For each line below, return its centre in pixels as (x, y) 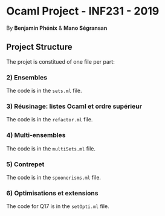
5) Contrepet (25, 164)
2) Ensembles (27, 77)
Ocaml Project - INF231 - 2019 (83, 11)
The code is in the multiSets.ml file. (51, 148)
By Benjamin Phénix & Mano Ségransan (57, 28)
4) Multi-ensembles (36, 135)
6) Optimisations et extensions (52, 193)
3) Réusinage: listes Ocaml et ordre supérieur (74, 106)
